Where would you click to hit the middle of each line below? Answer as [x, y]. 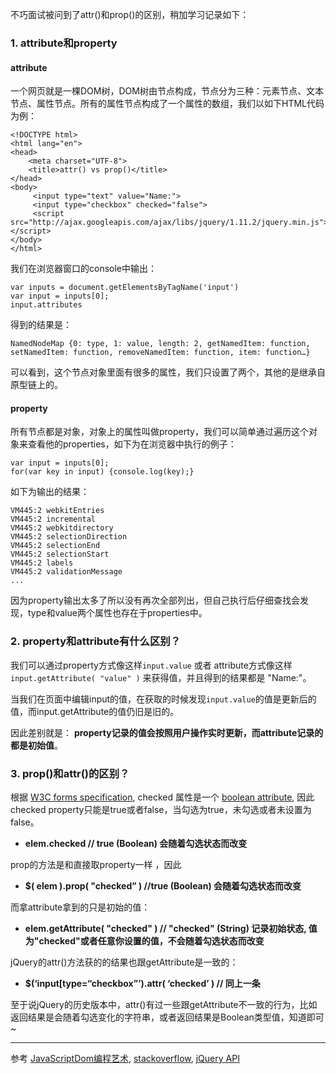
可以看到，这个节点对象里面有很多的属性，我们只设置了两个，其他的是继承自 [168, 372]
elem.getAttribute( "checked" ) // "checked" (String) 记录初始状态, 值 [171, 928]
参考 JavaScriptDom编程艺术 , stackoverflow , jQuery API [125, 1058]
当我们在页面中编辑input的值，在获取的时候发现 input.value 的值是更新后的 [163, 699]
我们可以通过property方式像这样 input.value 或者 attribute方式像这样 [151, 665]
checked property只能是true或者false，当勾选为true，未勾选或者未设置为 [161, 809]
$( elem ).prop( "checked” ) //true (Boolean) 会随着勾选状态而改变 [163, 885]
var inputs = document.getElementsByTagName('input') [125, 288]
